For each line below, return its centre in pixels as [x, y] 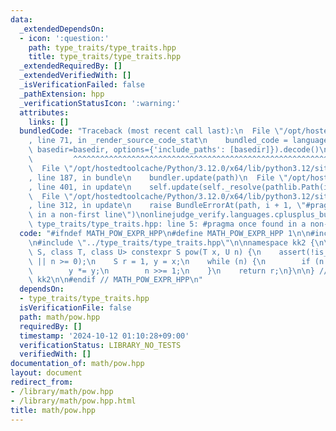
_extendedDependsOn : [62, 29]
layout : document [46, 373]
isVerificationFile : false [75, 308]
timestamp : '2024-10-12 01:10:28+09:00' [104, 336]
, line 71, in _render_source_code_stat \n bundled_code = [158, 141]
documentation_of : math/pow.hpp [77, 364]
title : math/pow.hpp [53, 410]
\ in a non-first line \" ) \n [86, 215]
